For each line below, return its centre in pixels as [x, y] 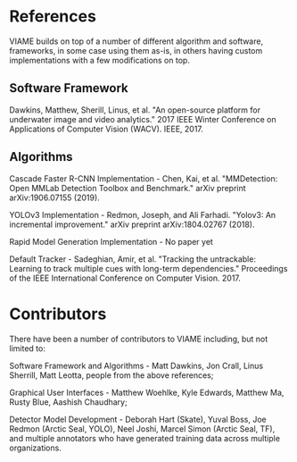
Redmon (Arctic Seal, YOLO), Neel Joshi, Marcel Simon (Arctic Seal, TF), [142, 428]
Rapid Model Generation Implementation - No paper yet [111, 241]
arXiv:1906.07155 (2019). [54, 197]
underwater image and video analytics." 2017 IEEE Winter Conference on [143, 119]
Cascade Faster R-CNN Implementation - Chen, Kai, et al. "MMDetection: [144, 178]
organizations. [36, 448]
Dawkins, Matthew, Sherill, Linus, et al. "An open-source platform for [135, 110]
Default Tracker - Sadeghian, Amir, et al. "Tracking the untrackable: [133, 259]
